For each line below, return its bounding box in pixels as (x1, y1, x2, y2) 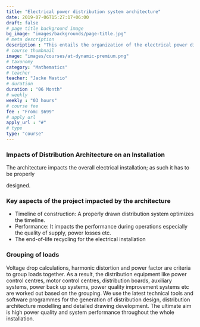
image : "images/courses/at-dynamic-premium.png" (6, 53, 129, 59)
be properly (6, 171, 35, 178)
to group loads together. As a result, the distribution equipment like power (6, 270, 187, 277)
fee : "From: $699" (6, 109, 55, 115)
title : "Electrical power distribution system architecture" (6, 8, 161, 15)
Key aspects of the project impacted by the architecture (6, 197, 171, 205)
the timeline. (14, 217, 46, 224)
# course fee (6, 103, 39, 109)
